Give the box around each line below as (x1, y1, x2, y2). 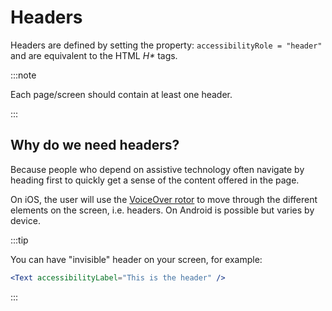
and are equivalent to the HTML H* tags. (10, 49, 178, 61)
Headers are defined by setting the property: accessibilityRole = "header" (10, 39, 323, 51)
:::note (10, 69, 37, 81)
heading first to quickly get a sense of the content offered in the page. (10, 174, 300, 186)
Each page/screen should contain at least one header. (10, 88, 233, 100)
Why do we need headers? (10, 137, 180, 154)
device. (10, 214, 41, 226)
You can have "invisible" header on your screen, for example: (10, 253, 263, 265)
